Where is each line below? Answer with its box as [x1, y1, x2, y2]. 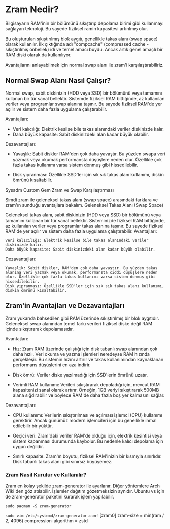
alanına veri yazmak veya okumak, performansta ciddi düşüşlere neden [5, 270, 158, 275]
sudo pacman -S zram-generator [5, 503, 72, 509]
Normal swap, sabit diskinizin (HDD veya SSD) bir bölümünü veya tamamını [5, 90, 162, 96]
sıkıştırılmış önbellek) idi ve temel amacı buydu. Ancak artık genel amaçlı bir [5, 46, 163, 52]
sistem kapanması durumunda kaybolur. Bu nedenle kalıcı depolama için [12, 438, 163, 444]
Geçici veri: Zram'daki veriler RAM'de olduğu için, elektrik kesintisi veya [12, 432, 162, 439]
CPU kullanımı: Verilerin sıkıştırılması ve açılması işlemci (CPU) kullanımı [12, 412, 162, 418]
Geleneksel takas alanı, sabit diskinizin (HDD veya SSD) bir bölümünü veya [5, 212, 161, 218]
